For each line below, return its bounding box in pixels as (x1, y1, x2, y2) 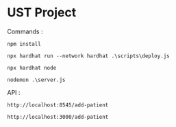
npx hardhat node (7, 64, 57, 71)
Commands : (7, 27, 43, 36)
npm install (7, 40, 41, 47)
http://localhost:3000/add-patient (7, 113, 109, 120)
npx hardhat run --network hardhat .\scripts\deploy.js (7, 53, 170, 59)
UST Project (7, 5, 77, 20)
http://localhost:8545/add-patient (7, 101, 109, 109)
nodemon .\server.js (7, 76, 66, 83)
